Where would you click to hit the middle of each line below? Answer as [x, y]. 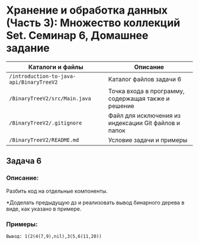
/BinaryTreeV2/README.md [44, 140]
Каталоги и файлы [56, 67]
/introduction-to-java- [43, 76]
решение [121, 106]
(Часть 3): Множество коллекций [93, 23]
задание [28, 48]
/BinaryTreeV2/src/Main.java [50, 98]
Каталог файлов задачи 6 [145, 79]
